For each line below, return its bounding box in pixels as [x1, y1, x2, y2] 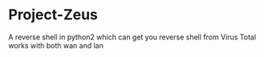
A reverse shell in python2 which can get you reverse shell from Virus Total [8, 32, 257, 42]
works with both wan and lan [8, 40, 104, 50]
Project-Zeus [8, 6, 99, 24]
